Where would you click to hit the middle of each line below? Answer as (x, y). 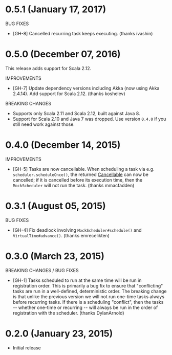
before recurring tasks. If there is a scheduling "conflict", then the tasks (88, 302)
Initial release (27, 348)
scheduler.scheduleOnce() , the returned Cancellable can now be (81, 174)
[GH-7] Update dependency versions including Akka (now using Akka (86, 88)
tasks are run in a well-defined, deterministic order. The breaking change (90, 291)
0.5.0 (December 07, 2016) (63, 54)
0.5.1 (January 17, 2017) (56, 9)
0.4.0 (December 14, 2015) (63, 145)
